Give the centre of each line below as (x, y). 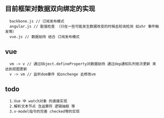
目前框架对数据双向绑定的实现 (50, 9)
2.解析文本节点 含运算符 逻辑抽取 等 (42, 106)
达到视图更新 (16, 69)
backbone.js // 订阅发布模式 (37, 21)
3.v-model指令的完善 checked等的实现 (45, 112)
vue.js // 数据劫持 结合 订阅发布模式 (45, 37)
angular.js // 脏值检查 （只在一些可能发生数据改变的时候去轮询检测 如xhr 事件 (82, 26)
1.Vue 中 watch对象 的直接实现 (38, 101)
